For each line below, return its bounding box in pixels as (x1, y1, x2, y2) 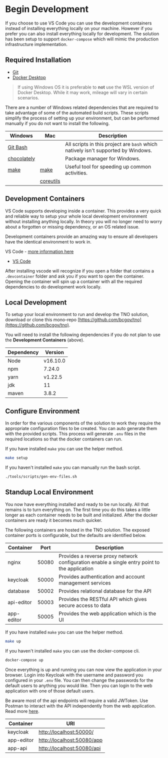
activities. (64, 169, 88, 176)
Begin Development (5, 3, 89, 15)
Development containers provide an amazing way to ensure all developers (5, 233, 158, 239)
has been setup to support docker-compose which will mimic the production (5, 36, 159, 42)
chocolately (7, 155, 35, 162)
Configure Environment (5, 406, 80, 415)
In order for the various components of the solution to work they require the (5, 420, 161, 426)
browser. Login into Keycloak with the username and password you (5, 671, 143, 678)
